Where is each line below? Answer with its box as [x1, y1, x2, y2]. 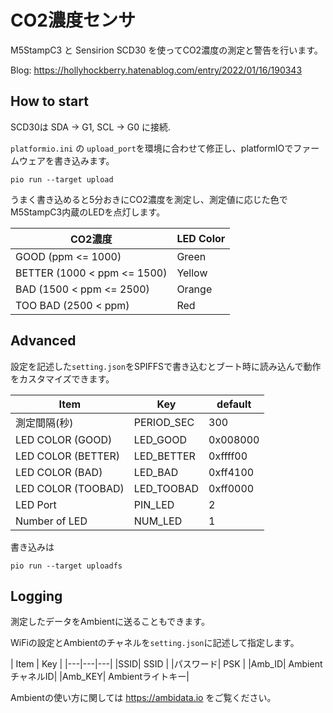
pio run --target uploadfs [10, 561, 123, 571]
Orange [176, 282, 213, 296]
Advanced [10, 332, 77, 350]
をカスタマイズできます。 [10, 372, 115, 385]
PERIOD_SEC [133, 415, 195, 429]
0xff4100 [208, 465, 255, 479]
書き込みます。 [53, 154, 115, 166]
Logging [10, 587, 63, 605]
